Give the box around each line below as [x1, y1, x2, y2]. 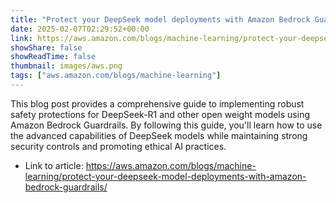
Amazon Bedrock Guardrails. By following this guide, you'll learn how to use [10, 119, 323, 131]
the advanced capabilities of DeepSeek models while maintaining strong [10, 129, 308, 141]
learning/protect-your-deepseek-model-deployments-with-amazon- [24, 170, 307, 182]
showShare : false [10, 42, 83, 53]
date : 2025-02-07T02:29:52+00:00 [10, 24, 150, 34]
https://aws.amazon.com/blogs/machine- [85, 159, 257, 171]
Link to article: [24, 159, 84, 171]
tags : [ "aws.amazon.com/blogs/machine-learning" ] [10, 71, 222, 81]
